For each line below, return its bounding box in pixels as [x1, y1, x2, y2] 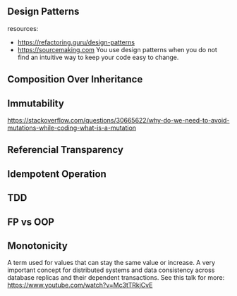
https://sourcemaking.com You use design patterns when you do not [17, 45, 217, 54]
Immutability [7, 97, 65, 109]
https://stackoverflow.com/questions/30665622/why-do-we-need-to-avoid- [7, 116, 230, 125]
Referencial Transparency [7, 144, 123, 156]
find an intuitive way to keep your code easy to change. [17, 53, 179, 61]
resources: [7, 24, 39, 32]
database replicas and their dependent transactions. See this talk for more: [7, 273, 225, 282]
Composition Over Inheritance [7, 73, 143, 85]
